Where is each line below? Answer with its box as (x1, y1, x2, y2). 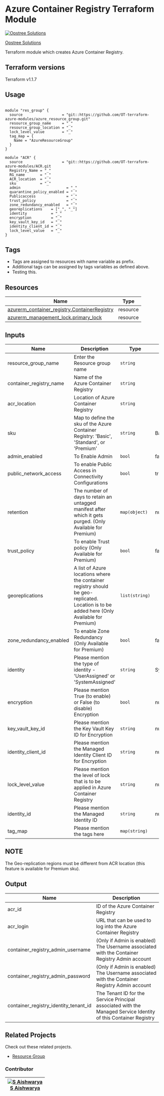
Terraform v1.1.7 (5, 76, 37, 82)
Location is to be (74, 601, 112, 608)
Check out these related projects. (5, 1044, 72, 1050)
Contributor (5, 1066, 34, 1072)
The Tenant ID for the (96, 990, 145, 996)
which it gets (74, 512, 103, 519)
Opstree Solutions (5, 39, 41, 45)
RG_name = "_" (9, 172, 51, 177)
